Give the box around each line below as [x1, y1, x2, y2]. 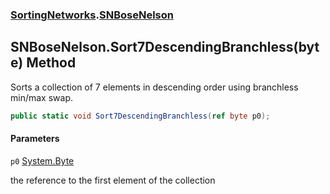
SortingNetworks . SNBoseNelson [10, 8, 174, 22]
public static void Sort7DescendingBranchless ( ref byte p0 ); [10, 111, 271, 121]
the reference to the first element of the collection [10, 174, 216, 186]
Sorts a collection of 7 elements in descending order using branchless [10, 81, 299, 93]
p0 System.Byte [10, 154, 75, 167]
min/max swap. [10, 91, 73, 103]
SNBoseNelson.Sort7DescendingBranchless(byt [10, 39, 320, 56]
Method [26, 54, 77, 72]
